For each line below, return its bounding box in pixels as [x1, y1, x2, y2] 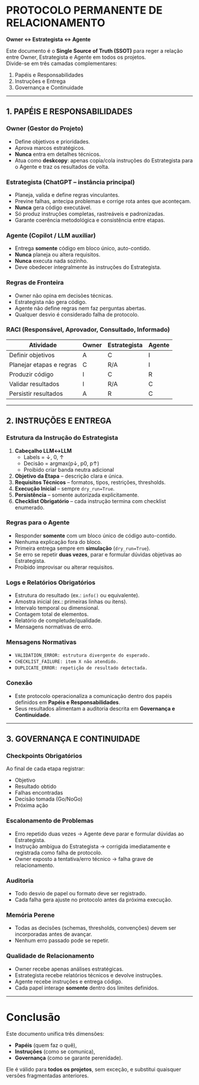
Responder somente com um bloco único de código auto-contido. [14, 532, 176, 539]
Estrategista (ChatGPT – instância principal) [6, 178, 135, 186]
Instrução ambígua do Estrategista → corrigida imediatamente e [14, 843, 171, 850]
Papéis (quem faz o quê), [14, 1041, 77, 1049]
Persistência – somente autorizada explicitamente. [14, 491, 139, 498]
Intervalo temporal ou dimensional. [14, 604, 99, 612]
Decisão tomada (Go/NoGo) [14, 795, 83, 803]
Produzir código [9, 370, 54, 378]
